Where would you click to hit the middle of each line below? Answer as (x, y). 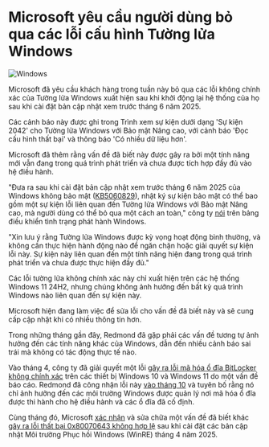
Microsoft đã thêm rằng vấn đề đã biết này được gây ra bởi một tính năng (129, 154)
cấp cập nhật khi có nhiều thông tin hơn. (75, 319)
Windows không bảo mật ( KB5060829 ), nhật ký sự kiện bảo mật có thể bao (133, 195)
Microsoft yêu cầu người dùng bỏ (121, 17)
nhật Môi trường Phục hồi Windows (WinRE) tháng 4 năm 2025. (113, 434)
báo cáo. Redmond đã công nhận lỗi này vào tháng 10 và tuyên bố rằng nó (131, 384)
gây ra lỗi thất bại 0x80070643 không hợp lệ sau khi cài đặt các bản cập (128, 425)
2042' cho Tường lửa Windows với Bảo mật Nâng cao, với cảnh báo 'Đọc (128, 130)
